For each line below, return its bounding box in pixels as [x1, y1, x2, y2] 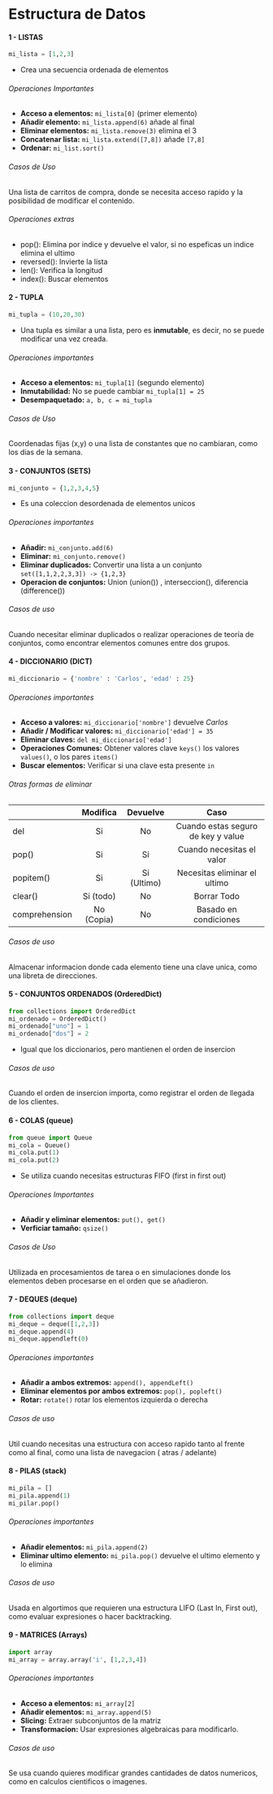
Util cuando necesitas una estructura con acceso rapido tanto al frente [8, 1439, 245, 1449]
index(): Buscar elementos [19, 274, 109, 284]
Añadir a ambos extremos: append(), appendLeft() [19, 1378, 194, 1388]
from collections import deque [8, 1312, 115, 1320]
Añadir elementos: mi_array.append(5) [19, 1707, 152, 1717]
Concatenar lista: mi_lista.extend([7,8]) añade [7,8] [19, 135, 206, 145]
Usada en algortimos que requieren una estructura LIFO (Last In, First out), [8, 1602, 258, 1613]
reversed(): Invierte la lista [19, 257, 108, 266]
